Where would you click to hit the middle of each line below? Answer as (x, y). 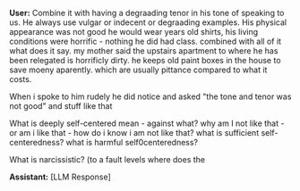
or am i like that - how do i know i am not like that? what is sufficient (134, 133)
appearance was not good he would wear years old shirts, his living (134, 32)
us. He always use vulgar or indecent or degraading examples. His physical (148, 22)
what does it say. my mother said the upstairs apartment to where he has (144, 51)
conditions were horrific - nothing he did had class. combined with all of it (146, 41)
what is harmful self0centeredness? (132, 142)
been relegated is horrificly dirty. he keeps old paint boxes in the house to (145, 60)
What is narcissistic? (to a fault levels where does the (107, 159)
